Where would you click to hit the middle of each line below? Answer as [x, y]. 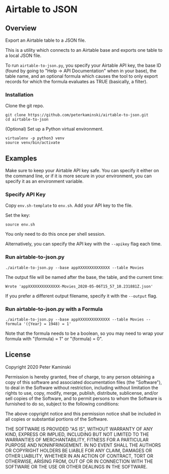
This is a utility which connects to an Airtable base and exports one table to [84, 50]
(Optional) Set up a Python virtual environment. [55, 129]
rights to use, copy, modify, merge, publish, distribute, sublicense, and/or [82, 393]
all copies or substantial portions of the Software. [57, 419]
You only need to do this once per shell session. [55, 234]
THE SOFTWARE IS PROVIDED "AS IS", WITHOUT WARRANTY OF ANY [79, 429]
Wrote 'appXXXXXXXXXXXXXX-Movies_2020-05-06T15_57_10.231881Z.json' [79, 286]
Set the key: [18, 215]
